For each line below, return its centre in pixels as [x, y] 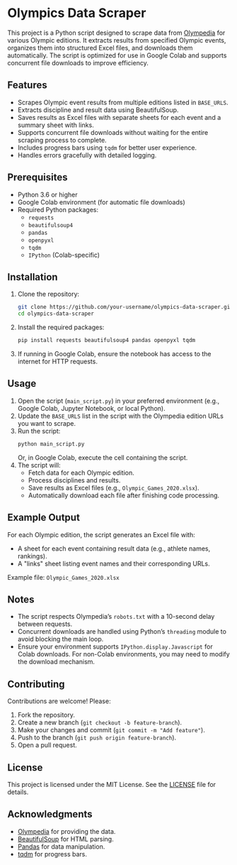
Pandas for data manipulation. [61, 847]
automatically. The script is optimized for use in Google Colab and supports [117, 55]
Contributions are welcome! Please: [59, 701]
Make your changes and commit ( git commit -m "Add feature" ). [111, 730]
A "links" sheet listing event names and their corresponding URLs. [114, 563]
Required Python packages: [58, 209]
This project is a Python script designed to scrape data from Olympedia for [116, 33]
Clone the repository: [48, 294]
